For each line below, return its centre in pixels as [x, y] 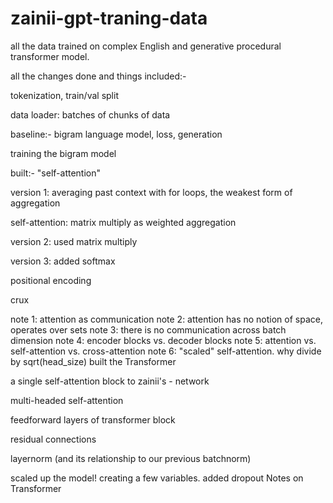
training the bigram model [63, 153]
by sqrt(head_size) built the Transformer [93, 361]
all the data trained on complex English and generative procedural [146, 46]
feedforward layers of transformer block [93, 419]
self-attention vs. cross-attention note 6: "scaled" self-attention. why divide [166, 351]
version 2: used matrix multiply [74, 241]
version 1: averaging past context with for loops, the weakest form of [151, 192]
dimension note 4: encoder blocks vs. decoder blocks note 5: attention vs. [163, 340]
